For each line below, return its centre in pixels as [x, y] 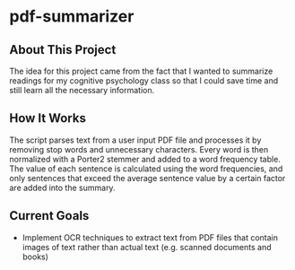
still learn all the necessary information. [82, 90]
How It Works [48, 118]
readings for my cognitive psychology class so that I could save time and [144, 81]
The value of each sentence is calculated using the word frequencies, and [146, 169]
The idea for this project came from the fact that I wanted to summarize [141, 71]
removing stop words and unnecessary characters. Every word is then [139, 149]
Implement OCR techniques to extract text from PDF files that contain [150, 237]
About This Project [63, 50]
